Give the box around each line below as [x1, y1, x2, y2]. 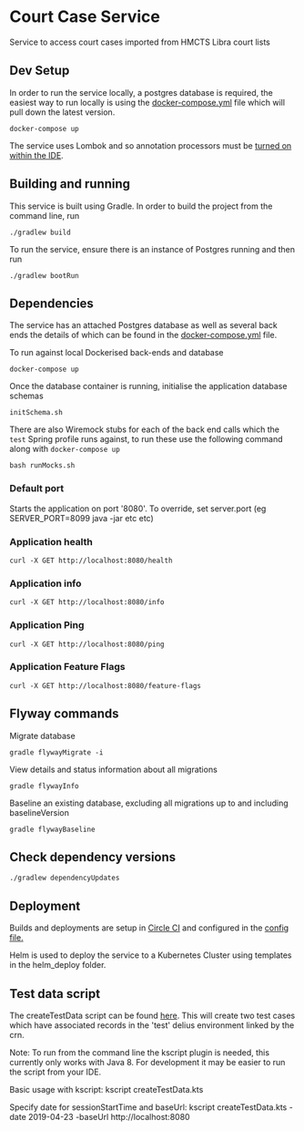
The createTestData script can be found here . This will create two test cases [9, 1010, 296, 1022]
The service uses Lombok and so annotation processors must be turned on [9, 139, 292, 151]
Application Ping [9, 619, 85, 632]
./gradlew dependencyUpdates [9, 873, 120, 883]
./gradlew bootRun [9, 271, 79, 280]
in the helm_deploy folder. [9, 960, 106, 971]
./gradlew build [9, 228, 71, 237]
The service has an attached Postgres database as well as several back [9, 320, 278, 331]
